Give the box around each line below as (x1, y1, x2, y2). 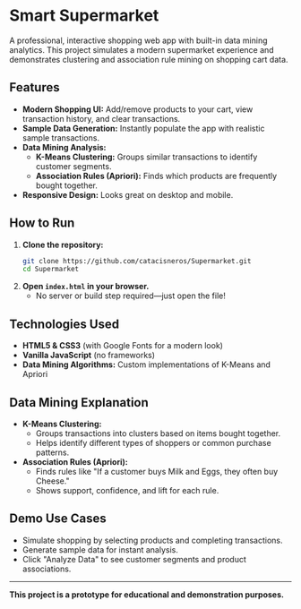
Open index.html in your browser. (21, 281, 150, 292)
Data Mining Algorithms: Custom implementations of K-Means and (21, 359, 271, 370)
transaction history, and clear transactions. (21, 113, 181, 124)
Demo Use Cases (9, 511, 107, 527)
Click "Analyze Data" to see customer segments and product (21, 553, 246, 564)
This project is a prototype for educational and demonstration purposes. (9, 588, 285, 600)
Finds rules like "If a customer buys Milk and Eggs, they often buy (35, 466, 279, 476)
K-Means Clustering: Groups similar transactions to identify (35, 151, 258, 162)
